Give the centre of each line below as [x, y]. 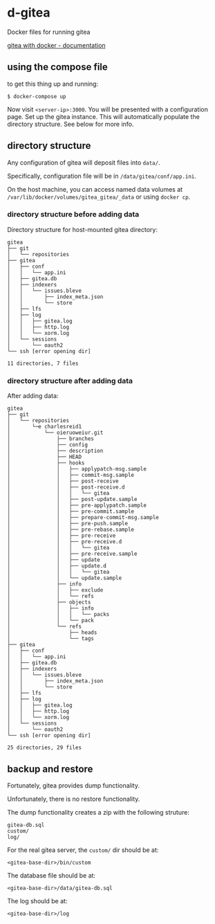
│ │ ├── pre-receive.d [65, 542]
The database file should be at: [51, 875]
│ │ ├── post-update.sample [72, 500]
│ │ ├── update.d [57, 566]
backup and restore [50, 769]
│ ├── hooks [46, 463]
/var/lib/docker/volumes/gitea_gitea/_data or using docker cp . [99, 197]
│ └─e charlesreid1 [44, 427]
